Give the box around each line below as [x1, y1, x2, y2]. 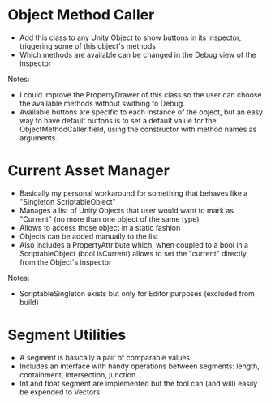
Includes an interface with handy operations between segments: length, [19, 361, 260, 371]
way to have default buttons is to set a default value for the [19, 115, 217, 125]
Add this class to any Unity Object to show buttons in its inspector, [19, 32, 242, 42]
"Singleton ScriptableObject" [19, 196, 117, 206]
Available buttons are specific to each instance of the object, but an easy [19, 107, 264, 117]
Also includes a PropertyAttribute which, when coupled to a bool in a [19, 239, 249, 249]
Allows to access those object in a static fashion [19, 222, 181, 232]
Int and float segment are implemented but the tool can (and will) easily [19, 378, 258, 388]
